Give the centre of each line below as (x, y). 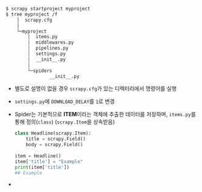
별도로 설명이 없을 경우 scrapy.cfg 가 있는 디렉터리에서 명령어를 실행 (96, 88)
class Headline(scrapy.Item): (53, 133)
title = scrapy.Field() (56, 139)
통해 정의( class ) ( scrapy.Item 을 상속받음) (64, 122)
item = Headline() (38, 156)
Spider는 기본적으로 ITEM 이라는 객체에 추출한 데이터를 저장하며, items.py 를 (105, 114)
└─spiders (40, 71)
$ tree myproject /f (32, 14)
